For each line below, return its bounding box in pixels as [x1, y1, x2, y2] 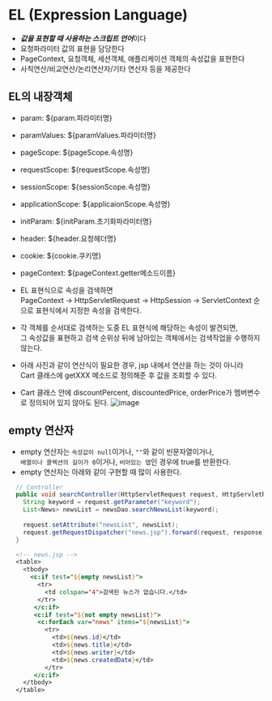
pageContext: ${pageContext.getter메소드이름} [19, 267, 176, 277]
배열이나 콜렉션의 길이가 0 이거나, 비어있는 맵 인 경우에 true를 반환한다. [19, 456, 232, 467]
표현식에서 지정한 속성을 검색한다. [35, 306, 142, 315]
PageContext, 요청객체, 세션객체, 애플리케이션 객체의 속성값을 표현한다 [19, 53, 245, 63]
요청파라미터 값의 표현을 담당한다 [19, 43, 125, 53]
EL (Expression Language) [8, 6, 188, 24]
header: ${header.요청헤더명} [19, 233, 117, 243]
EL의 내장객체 [8, 90, 73, 104]
